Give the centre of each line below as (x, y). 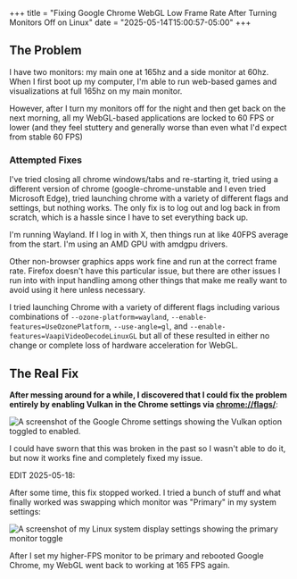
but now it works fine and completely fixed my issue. (106, 457)
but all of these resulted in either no (205, 336)
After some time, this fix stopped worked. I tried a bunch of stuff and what (145, 492)
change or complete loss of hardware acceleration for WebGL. (124, 345)
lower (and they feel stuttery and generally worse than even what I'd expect (148, 127)
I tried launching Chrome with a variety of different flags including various (145, 307)
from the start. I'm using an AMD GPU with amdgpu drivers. (119, 244)
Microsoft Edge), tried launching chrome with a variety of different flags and (149, 198)
